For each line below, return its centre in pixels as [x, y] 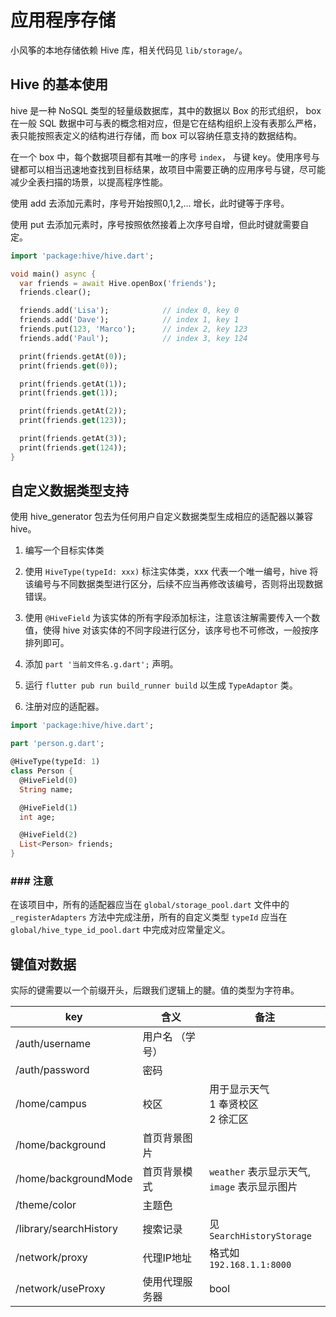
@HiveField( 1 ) [48, 807]
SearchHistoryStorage [260, 1236]
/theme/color [46, 1205]
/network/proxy [51, 1258]
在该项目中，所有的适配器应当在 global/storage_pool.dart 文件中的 [150, 905]
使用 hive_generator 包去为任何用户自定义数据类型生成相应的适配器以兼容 [162, 517]
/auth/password [52, 1070]
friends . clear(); [55, 292]
